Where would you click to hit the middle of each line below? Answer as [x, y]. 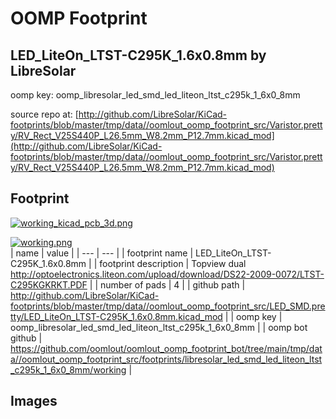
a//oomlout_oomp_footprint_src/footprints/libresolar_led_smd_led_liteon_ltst [166, 359]
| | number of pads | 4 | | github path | [167, 284]
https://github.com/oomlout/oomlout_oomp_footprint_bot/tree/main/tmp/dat [166, 348]
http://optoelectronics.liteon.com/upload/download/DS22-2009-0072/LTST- [167, 274]
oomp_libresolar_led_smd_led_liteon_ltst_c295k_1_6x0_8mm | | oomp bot [159, 327]
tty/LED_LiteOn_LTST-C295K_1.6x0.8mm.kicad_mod [116, 316]
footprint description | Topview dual [173, 263]
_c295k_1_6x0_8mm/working [68, 369]
